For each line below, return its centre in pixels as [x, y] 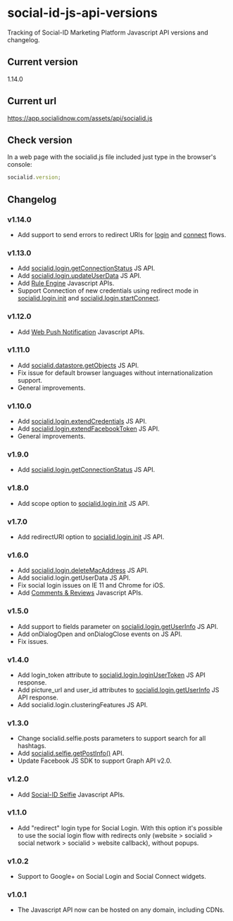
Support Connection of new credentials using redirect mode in [108, 291]
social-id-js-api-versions [83, 13]
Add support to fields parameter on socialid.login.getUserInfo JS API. [118, 626]
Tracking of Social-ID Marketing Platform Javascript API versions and [108, 32]
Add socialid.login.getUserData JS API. [74, 578]
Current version [43, 62]
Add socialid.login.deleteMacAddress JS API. [83, 571]
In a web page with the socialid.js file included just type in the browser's [112, 157]
